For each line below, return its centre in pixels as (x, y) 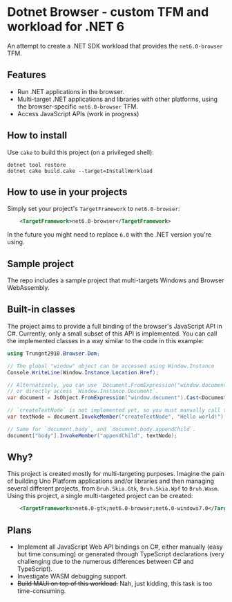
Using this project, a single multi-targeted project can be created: (100, 496)
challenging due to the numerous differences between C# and (106, 562)
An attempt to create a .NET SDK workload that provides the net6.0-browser (115, 46)
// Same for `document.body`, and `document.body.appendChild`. (101, 429)
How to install (37, 136)
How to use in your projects (67, 192)
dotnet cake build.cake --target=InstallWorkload (80, 171)
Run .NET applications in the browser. (70, 91)
